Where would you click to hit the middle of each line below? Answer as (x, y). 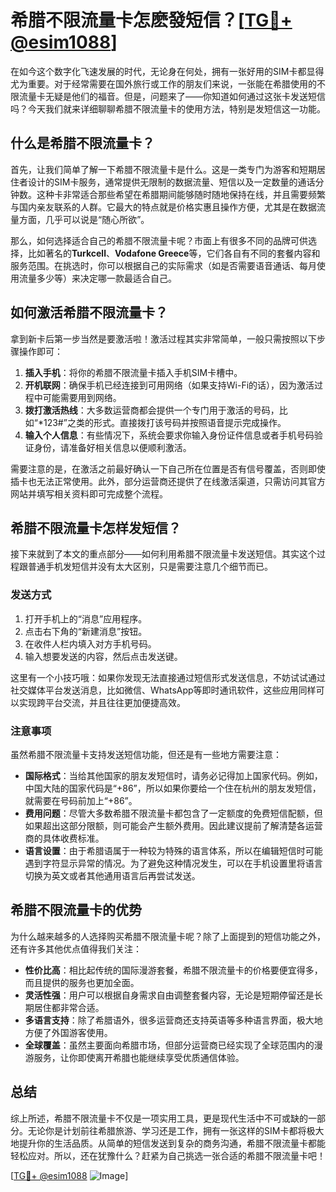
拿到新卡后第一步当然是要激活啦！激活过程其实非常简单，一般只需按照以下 (163, 338)
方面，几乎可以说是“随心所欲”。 (84, 219)
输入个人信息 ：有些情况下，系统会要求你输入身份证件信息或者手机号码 (169, 435)
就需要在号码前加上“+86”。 (81, 800)
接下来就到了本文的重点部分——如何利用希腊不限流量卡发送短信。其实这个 (163, 554)
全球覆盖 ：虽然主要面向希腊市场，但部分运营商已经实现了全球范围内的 (169, 1045)
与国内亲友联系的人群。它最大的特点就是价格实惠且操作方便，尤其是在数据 (163, 207)
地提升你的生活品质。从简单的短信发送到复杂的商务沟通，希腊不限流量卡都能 (168, 1143)
